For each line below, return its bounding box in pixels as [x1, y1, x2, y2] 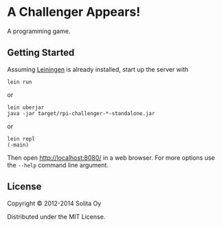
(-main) [7, 141, 30, 148]
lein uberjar [7, 104, 45, 111]
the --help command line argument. [7, 161, 109, 169]
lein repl [7, 135, 36, 142]
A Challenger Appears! [7, 4, 141, 20]
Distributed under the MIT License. [7, 212, 106, 220]
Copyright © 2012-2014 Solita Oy [7, 199, 102, 207]
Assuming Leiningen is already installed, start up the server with [7, 65, 189, 73]
